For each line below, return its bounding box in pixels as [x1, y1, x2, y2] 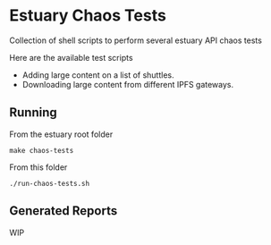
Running [9, 105, 58, 121]
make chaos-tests [9, 146, 74, 155]
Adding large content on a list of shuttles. [21, 69, 174, 80]
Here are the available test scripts [9, 52, 133, 63]
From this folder [9, 162, 68, 173]
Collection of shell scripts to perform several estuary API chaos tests [9, 35, 262, 46]
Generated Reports [9, 203, 118, 219]
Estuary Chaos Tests [9, 5, 167, 26]
